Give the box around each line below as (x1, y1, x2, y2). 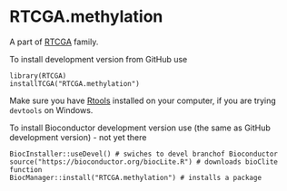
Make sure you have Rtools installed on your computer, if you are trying (9, 95, 277, 106)
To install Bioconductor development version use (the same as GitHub (9, 122, 271, 133)
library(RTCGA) (9, 71, 67, 81)
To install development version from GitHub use (9, 53, 188, 64)
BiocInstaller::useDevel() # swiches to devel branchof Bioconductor (9, 149, 279, 158)
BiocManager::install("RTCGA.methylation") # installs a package (9, 173, 262, 182)
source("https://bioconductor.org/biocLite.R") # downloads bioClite (9, 157, 279, 167)
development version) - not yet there (9, 131, 147, 142)
